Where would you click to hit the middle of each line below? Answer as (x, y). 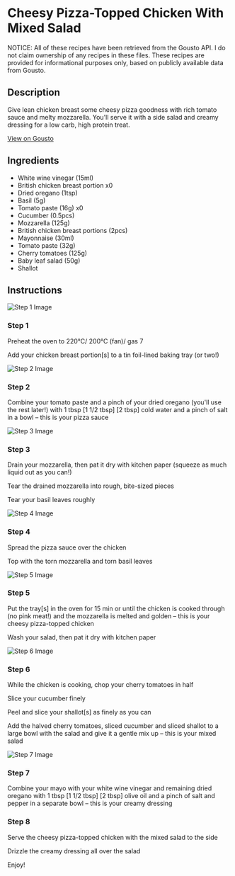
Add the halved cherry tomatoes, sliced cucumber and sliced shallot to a (113, 726)
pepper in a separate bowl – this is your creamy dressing (90, 803)
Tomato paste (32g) (46, 245)
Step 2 (19, 387)
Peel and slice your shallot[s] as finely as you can (79, 712)
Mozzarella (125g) (44, 223)
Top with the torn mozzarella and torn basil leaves (80, 561)
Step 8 (19, 821)
